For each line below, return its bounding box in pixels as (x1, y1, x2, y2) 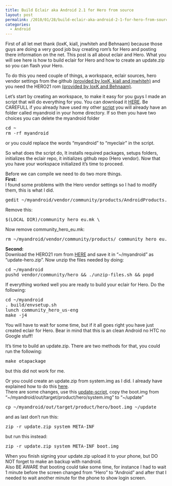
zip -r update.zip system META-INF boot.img (5, 443, 119, 450)
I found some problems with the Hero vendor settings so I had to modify (5, 182, 157, 188)
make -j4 (5, 312, 27, 319)
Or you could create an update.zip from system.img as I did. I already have (5, 378, 163, 384)
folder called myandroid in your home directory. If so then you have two (5, 110, 156, 116)
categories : (5, 22, 31, 27)
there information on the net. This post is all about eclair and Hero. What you (5, 52, 166, 58)
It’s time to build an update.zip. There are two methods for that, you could (5, 343, 160, 349)
